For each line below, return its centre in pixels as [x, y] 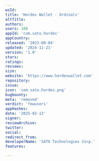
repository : [18, 80]
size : [11, 71]
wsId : [11, 10]
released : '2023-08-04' [30, 43]
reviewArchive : [21, 123]
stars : [12, 57]
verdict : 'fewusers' [27, 104]
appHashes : [17, 109]
